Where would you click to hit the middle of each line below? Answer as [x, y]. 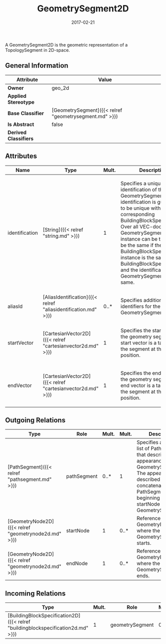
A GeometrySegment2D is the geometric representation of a [66, 44]
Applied [17, 96]
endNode [77, 563]
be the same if [137, 245]
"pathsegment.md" [30, 479]
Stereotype [21, 102]
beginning [148, 498]
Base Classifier [26, 113]
